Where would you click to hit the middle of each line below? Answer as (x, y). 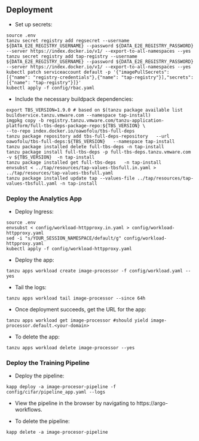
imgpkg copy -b (25, 120)
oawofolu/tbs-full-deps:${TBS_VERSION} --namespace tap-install (91, 141)
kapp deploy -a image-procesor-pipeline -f (61, 387)
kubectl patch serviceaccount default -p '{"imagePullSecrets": (88, 72)
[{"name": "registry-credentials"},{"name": (62, 77)
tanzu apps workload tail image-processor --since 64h (76, 298)
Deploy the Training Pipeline (48, 363)
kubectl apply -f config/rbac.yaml (50, 88)
